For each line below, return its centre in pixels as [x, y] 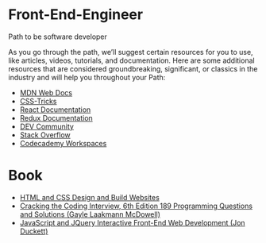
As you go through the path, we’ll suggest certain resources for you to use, [131, 52]
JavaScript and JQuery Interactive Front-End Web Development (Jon [132, 222]
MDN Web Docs [46, 92]
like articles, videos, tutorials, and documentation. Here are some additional [132, 60]
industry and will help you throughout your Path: [87, 77]
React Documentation [55, 110]
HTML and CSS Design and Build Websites [90, 197]
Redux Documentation [56, 118]
